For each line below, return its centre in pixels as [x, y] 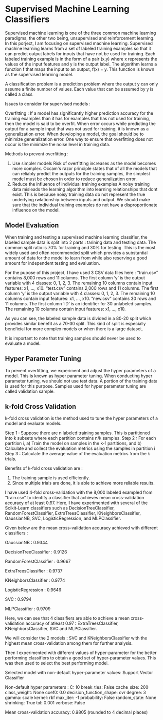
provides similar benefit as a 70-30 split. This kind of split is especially [75, 323]
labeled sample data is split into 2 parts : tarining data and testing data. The [81, 242]
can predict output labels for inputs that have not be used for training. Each [80, 53]
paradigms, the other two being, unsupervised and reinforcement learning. [80, 38]
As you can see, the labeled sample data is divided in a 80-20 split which [78, 318]
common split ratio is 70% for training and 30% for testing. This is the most [80, 247]
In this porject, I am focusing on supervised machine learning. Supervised [79, 43]
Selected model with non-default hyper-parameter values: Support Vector [79, 673]
